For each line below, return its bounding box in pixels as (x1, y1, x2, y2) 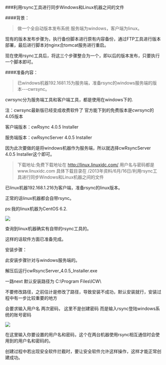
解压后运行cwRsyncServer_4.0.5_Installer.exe (5, 268, 98, 274)
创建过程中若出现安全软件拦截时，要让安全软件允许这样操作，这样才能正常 (5, 349, 157, 354)
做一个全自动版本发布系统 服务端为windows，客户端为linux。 (17, 25, 142, 31)
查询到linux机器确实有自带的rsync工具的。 (5, 226, 92, 232)
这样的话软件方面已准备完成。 (5, 236, 66, 242)
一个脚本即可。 (5, 59, 36, 64)
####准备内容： (5, 69, 38, 75)
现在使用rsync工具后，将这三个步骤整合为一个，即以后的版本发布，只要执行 (5, 53, 160, 59)
